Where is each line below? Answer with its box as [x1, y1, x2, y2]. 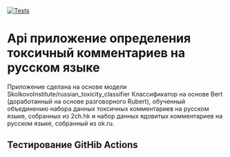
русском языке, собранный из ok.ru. [7, 119, 115, 127]
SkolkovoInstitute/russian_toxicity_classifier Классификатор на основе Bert [7, 90, 223, 98]
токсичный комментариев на [7, 45, 186, 61]
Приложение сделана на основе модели [7, 83, 127, 91]
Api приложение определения [7, 31, 191, 46]
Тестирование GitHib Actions [7, 139, 138, 151]
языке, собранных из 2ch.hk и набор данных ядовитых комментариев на [7, 112, 223, 120]
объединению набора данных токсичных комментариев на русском [7, 104, 209, 113]
